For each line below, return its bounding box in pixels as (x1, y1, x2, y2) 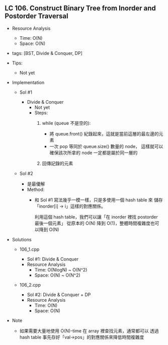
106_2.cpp (19, 282, 41, 288)
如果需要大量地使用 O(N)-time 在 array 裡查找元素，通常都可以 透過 (19, 327, 159, 334)
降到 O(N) (39, 226, 59, 232)
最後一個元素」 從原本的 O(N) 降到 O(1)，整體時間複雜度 (34, 220, 151, 226)
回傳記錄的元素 (42, 160, 73, 166)
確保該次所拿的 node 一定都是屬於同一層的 (49, 150, 138, 156)
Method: (27, 186, 45, 192)
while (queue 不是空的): (42, 120, 91, 126)
